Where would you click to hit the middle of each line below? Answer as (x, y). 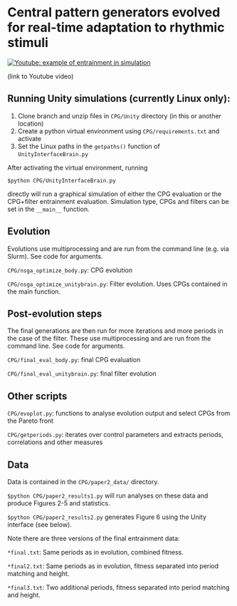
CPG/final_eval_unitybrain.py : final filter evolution (82, 374)
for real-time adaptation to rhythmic (116, 27)
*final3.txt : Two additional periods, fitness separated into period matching (118, 587)
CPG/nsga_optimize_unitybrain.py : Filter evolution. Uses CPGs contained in (117, 284)
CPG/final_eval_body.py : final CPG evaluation (74, 360)
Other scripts (37, 396)
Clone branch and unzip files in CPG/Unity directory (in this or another (120, 115)
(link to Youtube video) (41, 76)
